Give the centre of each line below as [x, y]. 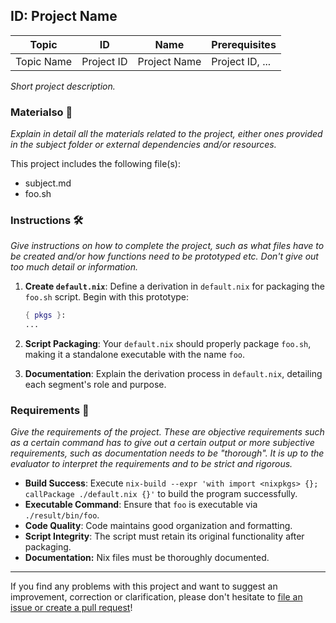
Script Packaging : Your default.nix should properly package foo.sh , [168, 344]
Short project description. [63, 86]
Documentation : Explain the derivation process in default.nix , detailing [173, 374]
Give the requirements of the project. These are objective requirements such [167, 432]
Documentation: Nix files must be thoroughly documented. [147, 558]
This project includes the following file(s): [95, 164]
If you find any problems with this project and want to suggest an [144, 586]
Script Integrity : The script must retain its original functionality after [164, 536]
